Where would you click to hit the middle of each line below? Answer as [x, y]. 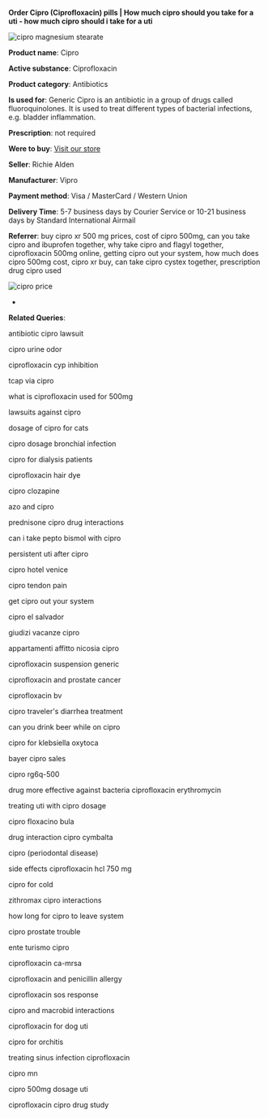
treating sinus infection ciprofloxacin [69, 1057]
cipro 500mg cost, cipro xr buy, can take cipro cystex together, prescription [134, 262]
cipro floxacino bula [41, 821]
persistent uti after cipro [49, 554]
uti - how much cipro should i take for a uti [81, 21]
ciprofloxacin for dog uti [49, 1026]
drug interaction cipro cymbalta [61, 837]
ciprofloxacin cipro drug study [59, 1105]
